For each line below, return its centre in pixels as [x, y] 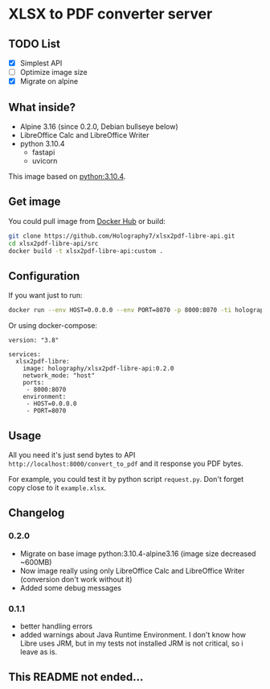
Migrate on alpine [49, 81]
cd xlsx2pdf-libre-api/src [53, 243]
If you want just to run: [45, 296]
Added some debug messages [71, 587]
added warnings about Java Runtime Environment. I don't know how [133, 634]
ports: [34, 383]
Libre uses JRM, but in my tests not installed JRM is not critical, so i [131, 643]
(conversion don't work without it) [76, 579]
